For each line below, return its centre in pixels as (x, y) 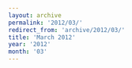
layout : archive (35, 15)
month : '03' (28, 52)
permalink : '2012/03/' (45, 23)
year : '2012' (30, 45)
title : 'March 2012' (42, 37)
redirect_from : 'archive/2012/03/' (67, 30)
